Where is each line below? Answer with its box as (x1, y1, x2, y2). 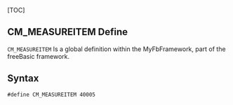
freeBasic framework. (7, 52, 70, 60)
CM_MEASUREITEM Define (7, 26, 128, 38)
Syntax (7, 73, 39, 85)
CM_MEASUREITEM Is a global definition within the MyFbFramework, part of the (7, 45, 226, 53)
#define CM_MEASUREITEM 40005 (7, 91, 96, 98)
